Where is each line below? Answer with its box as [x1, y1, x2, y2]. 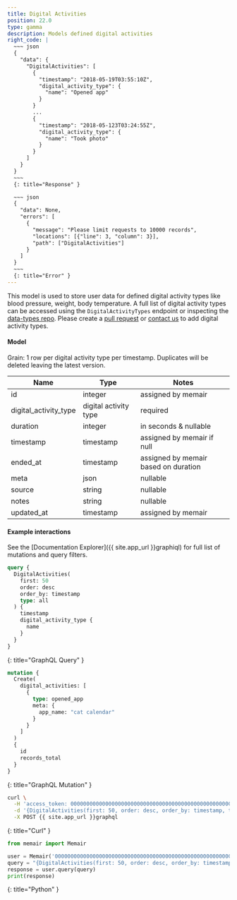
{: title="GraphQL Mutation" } [7, 780, 92, 789]
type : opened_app [32, 695, 83, 703]
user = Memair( [7, 853, 52, 860]
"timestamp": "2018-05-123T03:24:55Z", [38, 121, 157, 129]
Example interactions [7, 527, 71, 536]
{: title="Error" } [13, 272, 71, 279]
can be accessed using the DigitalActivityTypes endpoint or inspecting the [7, 306, 229, 315]
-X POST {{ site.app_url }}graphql [13, 814, 119, 821]
